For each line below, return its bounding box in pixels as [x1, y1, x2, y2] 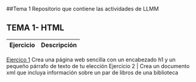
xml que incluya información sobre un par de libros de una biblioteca [6, 69, 178, 76]
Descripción [41, 41, 77, 49]
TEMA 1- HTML [6, 22, 65, 33]
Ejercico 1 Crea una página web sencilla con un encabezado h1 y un [6, 56, 176, 63]
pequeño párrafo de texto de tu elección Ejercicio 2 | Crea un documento [6, 62, 190, 69]
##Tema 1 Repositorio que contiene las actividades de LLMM [6, 5, 159, 12]
